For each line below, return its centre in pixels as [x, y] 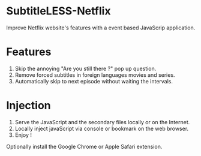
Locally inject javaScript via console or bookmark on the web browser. [102, 128]
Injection [28, 106]
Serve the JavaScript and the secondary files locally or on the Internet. [102, 122]
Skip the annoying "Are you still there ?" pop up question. [85, 68]
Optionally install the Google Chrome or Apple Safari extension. [84, 146]
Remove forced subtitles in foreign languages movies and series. [95, 75]
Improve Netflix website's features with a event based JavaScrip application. [101, 28]
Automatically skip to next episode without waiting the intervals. [94, 81]
